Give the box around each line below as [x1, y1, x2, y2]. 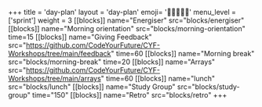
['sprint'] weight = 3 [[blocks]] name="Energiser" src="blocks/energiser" [8, 16, 245, 25]
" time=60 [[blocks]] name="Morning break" [111, 49, 255, 58]
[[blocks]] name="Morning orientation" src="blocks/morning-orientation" [8, 24, 246, 33]
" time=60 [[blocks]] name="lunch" [100, 74, 216, 83]
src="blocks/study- [176, 82, 241, 91]
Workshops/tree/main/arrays [8, 74, 102, 83]
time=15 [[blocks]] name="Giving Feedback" [8, 32, 153, 41]
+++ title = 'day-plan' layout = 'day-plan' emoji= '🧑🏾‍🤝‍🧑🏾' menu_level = [8, 8, 237, 16]
